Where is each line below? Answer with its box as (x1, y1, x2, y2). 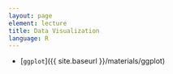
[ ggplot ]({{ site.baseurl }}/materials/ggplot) (19, 56, 165, 66)
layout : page (8, 11, 53, 20)
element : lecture (8, 19, 67, 27)
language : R (8, 34, 49, 43)
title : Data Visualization (8, 27, 100, 35)
